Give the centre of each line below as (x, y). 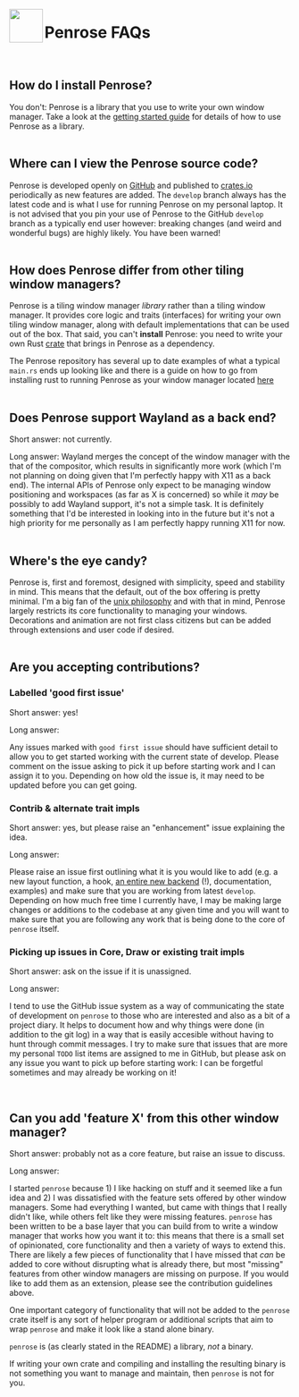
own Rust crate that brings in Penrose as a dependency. (112, 343)
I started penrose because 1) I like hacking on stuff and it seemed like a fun (146, 1189)
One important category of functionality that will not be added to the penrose (149, 1310)
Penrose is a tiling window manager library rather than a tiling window (137, 306)
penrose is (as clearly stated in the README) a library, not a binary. (132, 1347)
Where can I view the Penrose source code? (134, 164)
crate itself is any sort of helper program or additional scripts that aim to (141, 1320)
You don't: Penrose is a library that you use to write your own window (137, 106)
